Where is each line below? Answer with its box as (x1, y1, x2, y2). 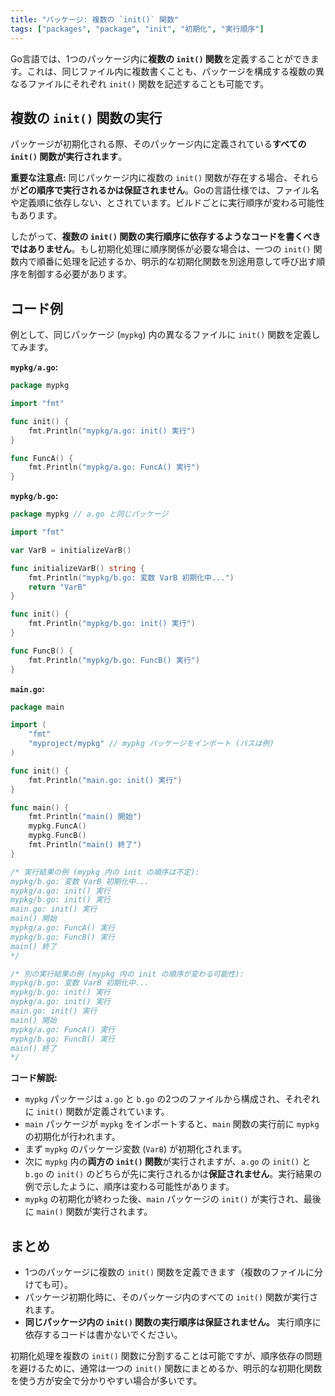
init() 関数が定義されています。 (36, 1106, 170, 1118)
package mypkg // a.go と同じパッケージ (10, 509, 169, 520)
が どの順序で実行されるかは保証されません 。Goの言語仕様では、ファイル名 (10, 184, 320, 196)
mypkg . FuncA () (28, 821, 87, 831)
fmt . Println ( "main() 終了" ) (28, 840, 142, 850)
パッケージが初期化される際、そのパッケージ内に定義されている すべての (10, 138, 307, 150)
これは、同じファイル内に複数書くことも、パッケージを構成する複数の (26, 65, 316, 77)
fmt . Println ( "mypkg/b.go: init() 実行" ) (28, 619, 196, 629)
